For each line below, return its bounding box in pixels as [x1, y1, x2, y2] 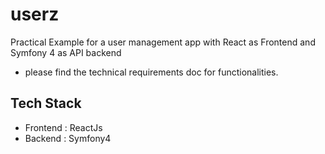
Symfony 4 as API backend [10, 46, 122, 58]
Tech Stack [10, 95, 82, 112]
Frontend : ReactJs [24, 121, 103, 133]
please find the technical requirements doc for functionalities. [24, 66, 279, 78]
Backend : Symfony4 [24, 132, 112, 144]
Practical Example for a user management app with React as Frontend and [10, 36, 316, 48]
